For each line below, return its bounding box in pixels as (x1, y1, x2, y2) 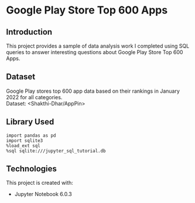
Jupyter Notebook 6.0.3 (14, 191, 72, 198)
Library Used (6, 117, 54, 127)
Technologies (6, 164, 57, 174)
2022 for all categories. (6, 93, 63, 100)
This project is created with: (6, 180, 73, 187)
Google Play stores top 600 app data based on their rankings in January (6, 87, 180, 94)
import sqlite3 (6, 137, 43, 144)
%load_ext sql (6, 143, 41, 148)
